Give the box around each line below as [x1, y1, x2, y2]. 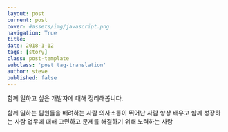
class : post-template [7, 55, 70, 62]
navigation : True [7, 29, 57, 37]
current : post [7, 17, 48, 23]
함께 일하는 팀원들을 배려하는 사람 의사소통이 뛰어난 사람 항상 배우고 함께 [7, 109, 202, 117]
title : [7, 36, 26, 43]
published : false [7, 74, 57, 82]
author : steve [7, 68, 48, 75]
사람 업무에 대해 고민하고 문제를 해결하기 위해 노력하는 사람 [14, 117, 173, 126]
